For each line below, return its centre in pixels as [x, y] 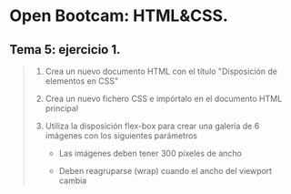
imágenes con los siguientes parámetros [121, 136]
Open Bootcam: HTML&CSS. [119, 16]
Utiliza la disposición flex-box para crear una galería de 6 [152, 126]
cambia [73, 180]
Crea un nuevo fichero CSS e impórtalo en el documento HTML [164, 98]
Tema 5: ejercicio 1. [65, 50]
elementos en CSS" [82, 81]
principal [62, 108]
